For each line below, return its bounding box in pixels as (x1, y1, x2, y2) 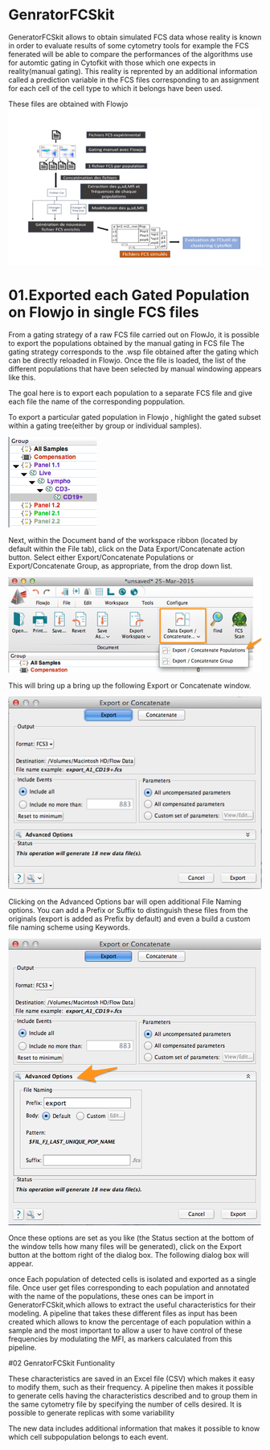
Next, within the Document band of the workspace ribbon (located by (8, 535, 239, 544)
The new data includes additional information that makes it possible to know (8, 1423, 260, 1433)
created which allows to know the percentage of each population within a (8, 1317, 252, 1326)
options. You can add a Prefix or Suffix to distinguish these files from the (8, 905, 248, 914)
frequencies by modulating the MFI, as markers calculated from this (8, 1333, 233, 1344)
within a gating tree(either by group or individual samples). (8, 421, 202, 430)
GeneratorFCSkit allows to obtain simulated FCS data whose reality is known (8, 32, 262, 42)
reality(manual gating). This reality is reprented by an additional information (8, 66, 258, 76)
